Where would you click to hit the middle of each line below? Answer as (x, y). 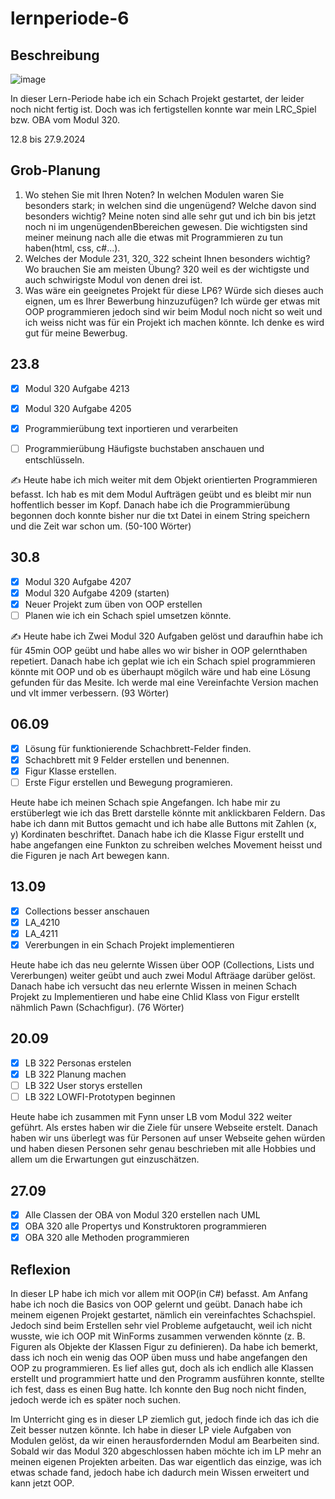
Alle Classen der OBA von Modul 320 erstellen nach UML (142, 1214)
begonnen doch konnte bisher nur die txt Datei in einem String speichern (160, 515)
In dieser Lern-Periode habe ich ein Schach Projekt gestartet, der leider (157, 98)
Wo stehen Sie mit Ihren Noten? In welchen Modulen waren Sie (154, 194)
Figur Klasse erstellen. (70, 771)
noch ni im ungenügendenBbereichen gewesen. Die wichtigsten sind (166, 226)
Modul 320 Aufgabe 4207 (78, 581)
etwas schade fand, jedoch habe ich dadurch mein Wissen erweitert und (160, 1472)
